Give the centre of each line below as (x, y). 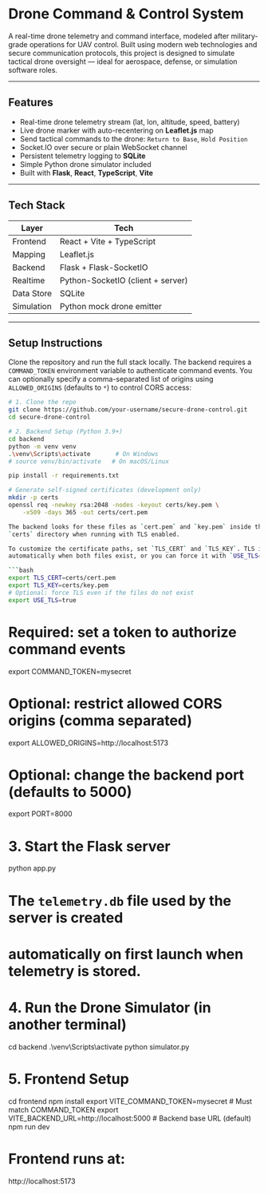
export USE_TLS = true (43, 600)
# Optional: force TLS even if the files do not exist (101, 593)
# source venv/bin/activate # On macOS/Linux (89, 461)
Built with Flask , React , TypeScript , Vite (87, 173)
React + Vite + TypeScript (108, 241)
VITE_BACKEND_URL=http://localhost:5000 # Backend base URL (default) (130, 1118)
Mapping (29, 254)
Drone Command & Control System (126, 14)
